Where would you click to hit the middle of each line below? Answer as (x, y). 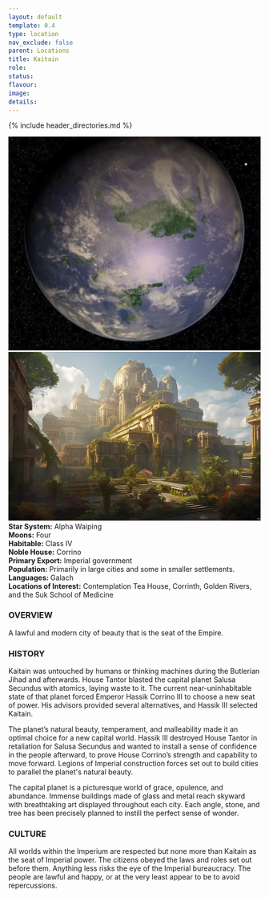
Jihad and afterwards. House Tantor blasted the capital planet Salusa (122, 680)
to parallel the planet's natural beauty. (71, 772)
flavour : (23, 84)
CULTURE (27, 834)
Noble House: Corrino (45, 552)
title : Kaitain (34, 59)
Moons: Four (30, 535)
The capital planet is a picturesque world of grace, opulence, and (116, 788)
